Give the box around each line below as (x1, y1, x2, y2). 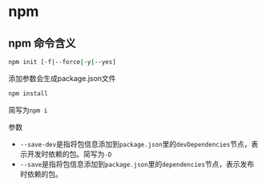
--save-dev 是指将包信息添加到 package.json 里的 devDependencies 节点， (19, 139, 252, 148)
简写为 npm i (8, 105, 48, 115)
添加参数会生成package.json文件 (8, 73, 116, 83)
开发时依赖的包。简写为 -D (26, 149, 112, 159)
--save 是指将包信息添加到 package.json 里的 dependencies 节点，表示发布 (19, 159, 255, 168)
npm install (8, 89, 48, 98)
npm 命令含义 (8, 36, 76, 50)
